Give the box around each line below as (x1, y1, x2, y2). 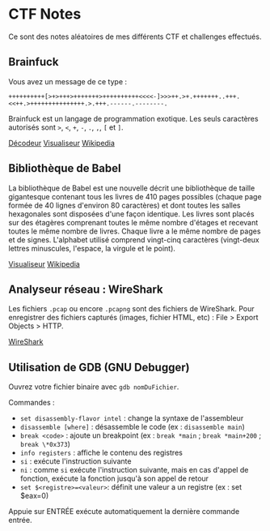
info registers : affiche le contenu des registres (19, 447, 184, 458)
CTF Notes (8, 5, 82, 24)
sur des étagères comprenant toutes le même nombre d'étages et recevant (8, 217, 259, 227)
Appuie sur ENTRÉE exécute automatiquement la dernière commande (8, 507, 240, 516)
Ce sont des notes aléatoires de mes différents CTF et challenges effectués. (8, 32, 262, 41)
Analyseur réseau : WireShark (8, 282, 163, 296)
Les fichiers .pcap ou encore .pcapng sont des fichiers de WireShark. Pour (8, 304, 255, 314)
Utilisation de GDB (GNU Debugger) (8, 360, 190, 374)
